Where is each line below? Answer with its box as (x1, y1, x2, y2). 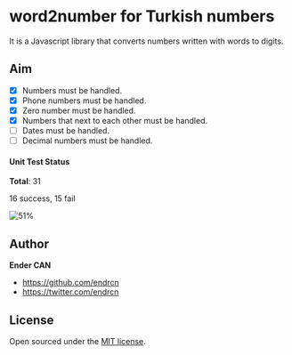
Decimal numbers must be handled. (21, 135, 153, 146)
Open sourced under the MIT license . (9, 335, 147, 346)
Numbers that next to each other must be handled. (21, 115, 208, 125)
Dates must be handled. (21, 125, 109, 135)
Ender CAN (9, 260, 52, 270)
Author (9, 236, 49, 251)
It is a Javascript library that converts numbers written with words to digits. (9, 36, 284, 46)
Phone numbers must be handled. (21, 95, 147, 106)
